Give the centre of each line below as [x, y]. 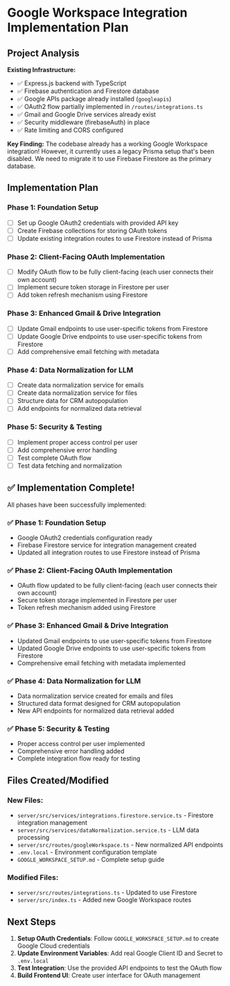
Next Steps [32, 922]
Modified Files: [33, 877]
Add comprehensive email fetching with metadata [88, 351]
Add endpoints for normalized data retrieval [79, 409]
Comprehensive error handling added [71, 751]
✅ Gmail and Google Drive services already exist [86, 114]
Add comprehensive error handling [67, 450]
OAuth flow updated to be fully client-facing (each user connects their [117, 586]
